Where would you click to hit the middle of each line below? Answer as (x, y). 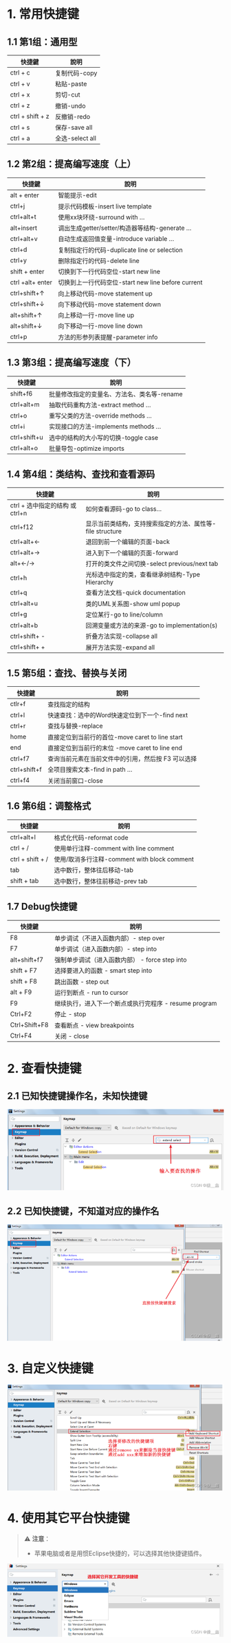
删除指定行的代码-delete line (99, 260)
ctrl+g (19, 614)
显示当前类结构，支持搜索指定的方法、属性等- (151, 524)
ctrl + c (20, 72)
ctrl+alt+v (24, 238)
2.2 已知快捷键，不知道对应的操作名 (83, 1211)
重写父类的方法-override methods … (101, 416)
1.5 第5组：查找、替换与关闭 (67, 673)
